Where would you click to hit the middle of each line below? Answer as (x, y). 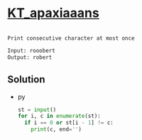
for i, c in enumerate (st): (59, 116)
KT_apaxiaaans (53, 13)
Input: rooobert (31, 50)
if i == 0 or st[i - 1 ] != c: (69, 123)
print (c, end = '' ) (56, 129)
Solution (26, 80)
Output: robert (30, 57)
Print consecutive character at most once (71, 38)
